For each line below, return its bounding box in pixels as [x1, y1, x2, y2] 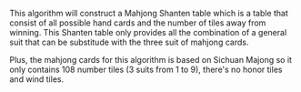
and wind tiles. [9, 74, 65, 85]
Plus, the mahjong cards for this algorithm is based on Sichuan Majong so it [9, 55, 293, 65]
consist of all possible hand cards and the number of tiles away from [9, 17, 266, 28]
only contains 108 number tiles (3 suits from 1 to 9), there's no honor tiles [9, 64, 283, 75]
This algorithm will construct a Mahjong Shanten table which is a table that [9, 8, 289, 18]
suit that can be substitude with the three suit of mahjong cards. [9, 36, 249, 47]
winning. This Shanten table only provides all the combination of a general [9, 27, 287, 37]
